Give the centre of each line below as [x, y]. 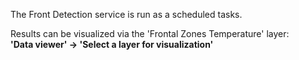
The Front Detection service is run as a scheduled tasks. [126, 14]
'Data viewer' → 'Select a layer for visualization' [112, 44]
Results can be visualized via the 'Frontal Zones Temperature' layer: [150, 33]
